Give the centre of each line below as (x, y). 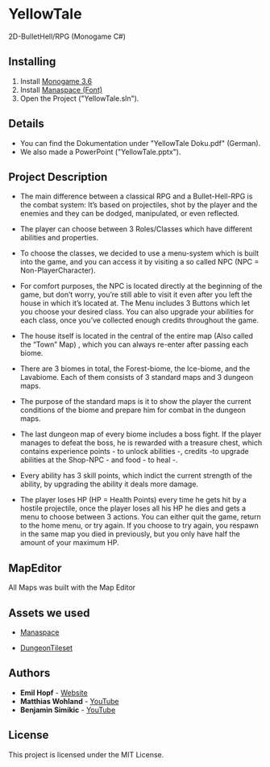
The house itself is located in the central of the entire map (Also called (137, 336)
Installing (32, 62)
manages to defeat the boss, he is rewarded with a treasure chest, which (141, 443)
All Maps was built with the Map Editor (72, 588)
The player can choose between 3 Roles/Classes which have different (136, 229)
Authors (29, 673)
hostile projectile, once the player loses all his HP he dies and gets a (133, 508)
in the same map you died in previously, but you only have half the (130, 534)
